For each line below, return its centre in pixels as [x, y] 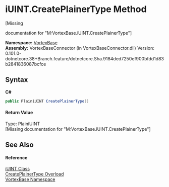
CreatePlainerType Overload [35, 174]
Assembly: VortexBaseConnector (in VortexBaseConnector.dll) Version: [80, 48]
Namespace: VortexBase [32, 42]
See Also [19, 145]
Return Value [19, 113]
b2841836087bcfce [26, 64]
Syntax [17, 80]
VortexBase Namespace [30, 179]
